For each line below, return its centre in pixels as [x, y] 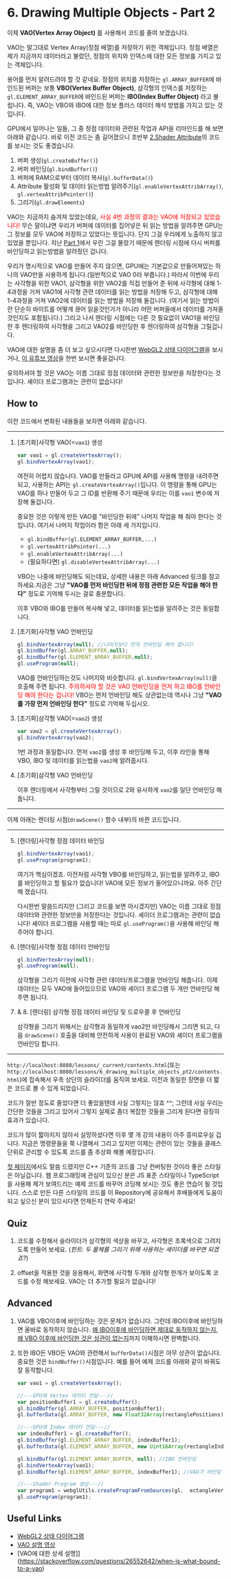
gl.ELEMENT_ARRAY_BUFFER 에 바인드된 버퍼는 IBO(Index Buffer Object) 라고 [109, 96]
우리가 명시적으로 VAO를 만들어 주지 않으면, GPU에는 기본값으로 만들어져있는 [111, 266]
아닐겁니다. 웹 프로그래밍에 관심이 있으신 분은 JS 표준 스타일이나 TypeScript [117, 1175]
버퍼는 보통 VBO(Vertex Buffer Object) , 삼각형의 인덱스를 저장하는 [116, 88]
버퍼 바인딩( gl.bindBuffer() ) [57, 169]
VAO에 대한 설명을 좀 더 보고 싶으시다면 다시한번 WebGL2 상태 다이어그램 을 [109, 349]
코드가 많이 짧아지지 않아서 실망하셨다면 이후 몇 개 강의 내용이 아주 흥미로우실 [111, 1135]
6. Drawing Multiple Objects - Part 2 [111, 13]
